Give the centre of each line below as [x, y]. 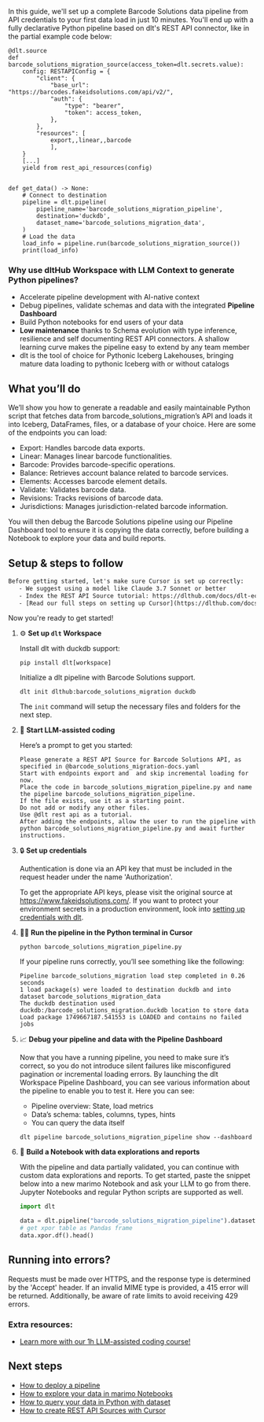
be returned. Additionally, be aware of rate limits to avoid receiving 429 [123, 1295]
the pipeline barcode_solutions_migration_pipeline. [108, 794]
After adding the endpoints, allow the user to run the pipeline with [137, 822]
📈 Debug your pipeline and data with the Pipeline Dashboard [121, 1039]
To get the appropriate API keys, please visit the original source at [126, 893]
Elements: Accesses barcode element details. [93, 481]
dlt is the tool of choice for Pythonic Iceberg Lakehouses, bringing [126, 355]
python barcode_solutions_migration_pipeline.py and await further [132, 829]
